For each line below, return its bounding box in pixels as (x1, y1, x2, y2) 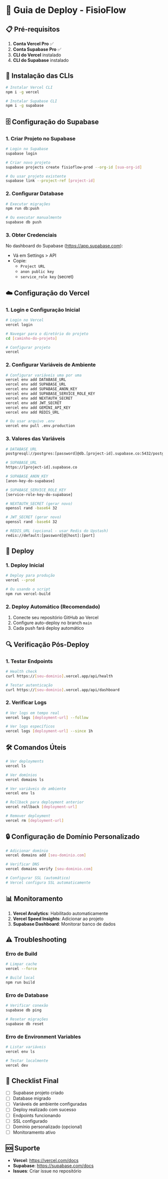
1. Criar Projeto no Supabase (5, 135, 76, 142)
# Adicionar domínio (5, 848, 49, 853)
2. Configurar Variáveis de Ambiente (5, 361, 96, 368)
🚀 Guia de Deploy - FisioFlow (5, 4, 126, 16)
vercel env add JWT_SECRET (5, 400, 62, 406)
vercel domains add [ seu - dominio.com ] (5, 853, 86, 858)
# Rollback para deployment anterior (5, 800, 84, 805)
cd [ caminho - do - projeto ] (5, 336, 57, 341)
